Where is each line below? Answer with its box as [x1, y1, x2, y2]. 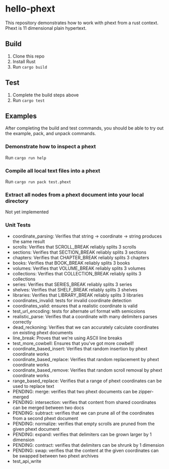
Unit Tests [5, 221, 31, 228]
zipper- [138, 388, 154, 394]
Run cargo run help [5, 154, 46, 160]
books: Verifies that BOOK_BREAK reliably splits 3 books [12, 260, 130, 266]
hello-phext [5, 3, 55, 15]
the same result [12, 238, 45, 245]
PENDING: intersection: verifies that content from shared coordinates [12, 399, 156, 405]
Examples [5, 111, 37, 120]
